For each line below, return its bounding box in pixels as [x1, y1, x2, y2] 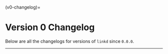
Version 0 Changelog [5, 22, 95, 33]
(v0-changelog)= [5, 4, 41, 10]
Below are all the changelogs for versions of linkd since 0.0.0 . [5, 38, 134, 44]
